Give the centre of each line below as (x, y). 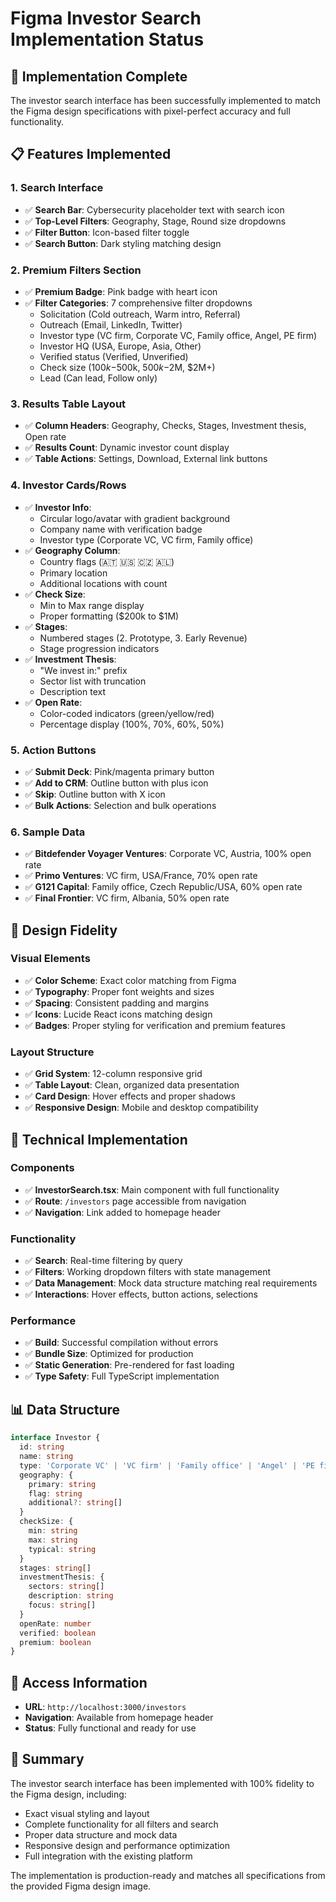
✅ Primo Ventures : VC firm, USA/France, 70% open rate (141, 876)
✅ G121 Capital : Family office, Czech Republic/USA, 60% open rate (163, 887)
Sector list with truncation (93, 681)
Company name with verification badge (121, 529)
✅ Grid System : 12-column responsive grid (113, 1074)
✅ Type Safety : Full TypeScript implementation (122, 1376)
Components (42, 1168)
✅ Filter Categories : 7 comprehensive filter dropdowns (138, 303)
